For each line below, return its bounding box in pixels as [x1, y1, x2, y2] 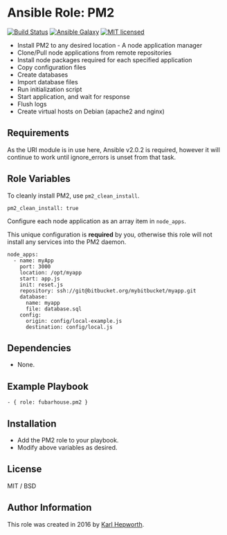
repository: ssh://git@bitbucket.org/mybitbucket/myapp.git [19, 287, 197, 294]
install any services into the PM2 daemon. [7, 237, 127, 246]
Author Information [7, 502, 92, 514]
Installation [7, 417, 57, 429]
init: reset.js [19, 281, 64, 288]
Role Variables [7, 173, 71, 185]
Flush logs [17, 100, 47, 108]
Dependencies [7, 342, 71, 354]
